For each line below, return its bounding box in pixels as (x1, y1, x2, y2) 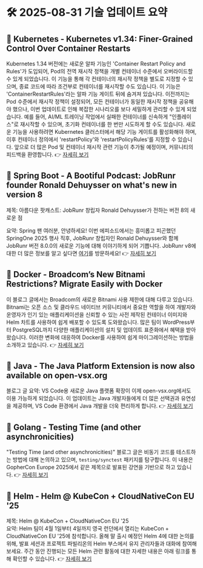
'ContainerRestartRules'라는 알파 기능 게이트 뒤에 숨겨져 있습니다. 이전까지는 (6, 90, 190, 97)
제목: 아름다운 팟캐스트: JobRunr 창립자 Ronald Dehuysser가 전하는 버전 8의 (6, 206, 189, 214)
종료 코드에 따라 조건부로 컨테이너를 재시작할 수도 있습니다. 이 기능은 (19, 83, 181, 90)
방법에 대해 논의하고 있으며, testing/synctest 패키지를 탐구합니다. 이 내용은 (12, 456, 193, 463)
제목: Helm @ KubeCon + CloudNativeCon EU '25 (6, 517, 129, 524)
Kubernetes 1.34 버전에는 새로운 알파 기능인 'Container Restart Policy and (6, 60, 186, 67)
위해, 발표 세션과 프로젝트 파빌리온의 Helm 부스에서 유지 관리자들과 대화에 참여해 (6, 540, 197, 547)
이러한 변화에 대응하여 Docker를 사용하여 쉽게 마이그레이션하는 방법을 (28, 334, 194, 341)
